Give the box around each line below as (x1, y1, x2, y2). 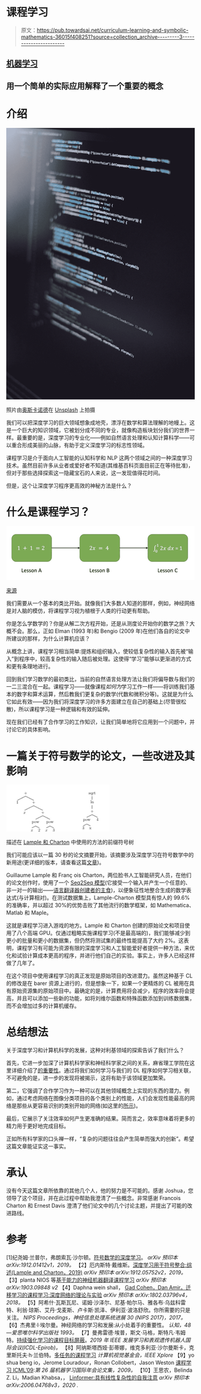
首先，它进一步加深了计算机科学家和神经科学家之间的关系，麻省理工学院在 (6, 1059, 190, 1067)
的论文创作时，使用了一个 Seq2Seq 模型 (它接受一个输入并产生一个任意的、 (6, 879, 191, 886)
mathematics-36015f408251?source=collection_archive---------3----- (20, 33, 195, 40)
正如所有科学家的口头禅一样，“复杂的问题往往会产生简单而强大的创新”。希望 (6, 1135, 194, 1142)
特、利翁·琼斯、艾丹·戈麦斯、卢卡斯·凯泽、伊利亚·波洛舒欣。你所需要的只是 (6, 1306, 191, 1313)
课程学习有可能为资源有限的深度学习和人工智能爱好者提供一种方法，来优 (16, 945, 195, 952)
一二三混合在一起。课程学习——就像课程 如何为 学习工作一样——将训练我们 (6, 683, 190, 690)
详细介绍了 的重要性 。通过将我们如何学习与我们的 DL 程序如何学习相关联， (11, 1067, 194, 1074)
